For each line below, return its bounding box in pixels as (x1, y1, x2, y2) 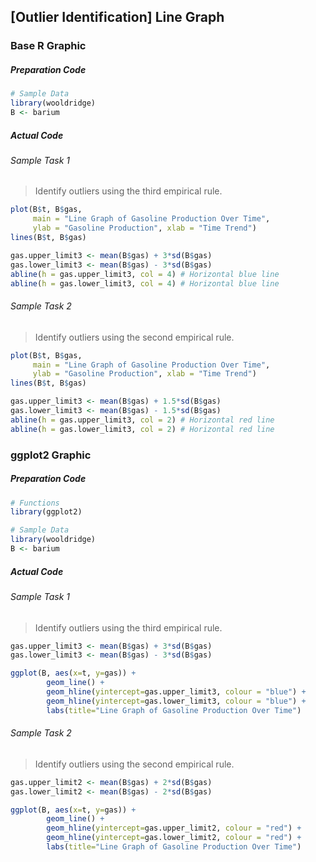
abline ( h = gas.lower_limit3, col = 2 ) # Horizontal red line (10, 424, 275, 434)
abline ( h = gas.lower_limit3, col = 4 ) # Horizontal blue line (10, 278, 280, 289)
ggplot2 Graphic (10, 448, 92, 462)
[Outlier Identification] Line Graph (10, 9, 225, 26)
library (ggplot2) (10, 507, 83, 517)
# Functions (10, 498, 60, 508)
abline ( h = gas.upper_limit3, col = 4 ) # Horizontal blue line (10, 269, 280, 279)
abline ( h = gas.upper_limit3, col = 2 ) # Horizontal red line (10, 415, 275, 425)
